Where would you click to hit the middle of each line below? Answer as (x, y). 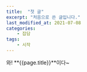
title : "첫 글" (25, 12)
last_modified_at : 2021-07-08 (44, 23)
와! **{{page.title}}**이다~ (38, 62)
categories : (21, 28)
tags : (13, 39)
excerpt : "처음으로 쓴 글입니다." (43, 17)
